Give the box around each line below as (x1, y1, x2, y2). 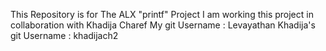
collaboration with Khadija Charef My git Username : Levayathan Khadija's (10, 19, 316, 31)
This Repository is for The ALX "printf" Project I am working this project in (10, 9, 314, 20)
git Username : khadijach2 (10, 30, 119, 41)
